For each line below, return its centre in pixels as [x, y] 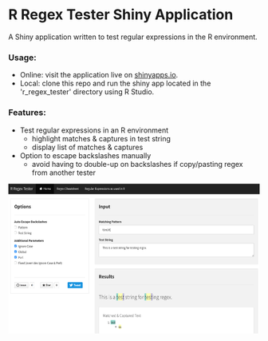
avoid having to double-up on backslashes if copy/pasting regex [137, 164]
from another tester [64, 172]
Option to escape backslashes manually [85, 155]
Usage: [23, 57]
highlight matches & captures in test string [101, 138]
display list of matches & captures [87, 147]
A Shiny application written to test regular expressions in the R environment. [133, 37]
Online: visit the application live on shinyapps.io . [99, 75]
